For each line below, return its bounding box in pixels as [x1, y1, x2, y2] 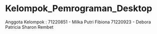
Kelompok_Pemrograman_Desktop [5, 3, 153, 14]
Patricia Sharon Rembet [5, 24, 54, 30]
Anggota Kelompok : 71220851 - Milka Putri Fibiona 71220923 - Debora [5, 19, 151, 25]
